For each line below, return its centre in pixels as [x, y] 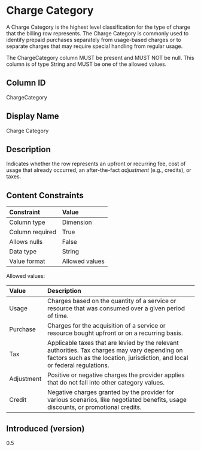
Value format [27, 261]
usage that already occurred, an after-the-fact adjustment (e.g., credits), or [99, 170]
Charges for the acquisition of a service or [106, 326]
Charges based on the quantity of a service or [112, 301]
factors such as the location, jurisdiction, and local [118, 358]
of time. [58, 316]
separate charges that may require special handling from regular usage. [95, 46]
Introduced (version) [45, 429]
